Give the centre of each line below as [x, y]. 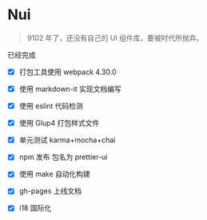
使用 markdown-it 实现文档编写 [70, 89]
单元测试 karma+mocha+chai [67, 140]
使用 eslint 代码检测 [51, 106]
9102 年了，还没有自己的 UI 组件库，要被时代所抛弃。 [115, 38]
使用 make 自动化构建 [55, 174]
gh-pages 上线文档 [50, 191]
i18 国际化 [35, 208]
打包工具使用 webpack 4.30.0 [68, 72]
